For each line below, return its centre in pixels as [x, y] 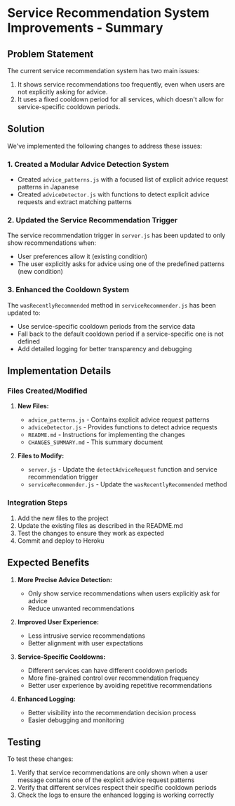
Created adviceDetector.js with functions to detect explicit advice [113, 194]
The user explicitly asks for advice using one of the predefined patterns [121, 264]
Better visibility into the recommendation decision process [112, 712]
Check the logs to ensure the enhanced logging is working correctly [116, 795]
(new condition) [40, 272]
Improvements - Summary [85, 28]
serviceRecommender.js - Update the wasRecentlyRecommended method [127, 484]
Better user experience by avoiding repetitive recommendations [120, 685]
